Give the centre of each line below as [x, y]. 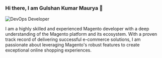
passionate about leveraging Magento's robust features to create [72, 45]
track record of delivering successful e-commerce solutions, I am [73, 39]
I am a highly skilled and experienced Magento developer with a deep [77, 29]
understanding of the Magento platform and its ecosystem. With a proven [81, 34]
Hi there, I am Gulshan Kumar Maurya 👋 [54, 8]
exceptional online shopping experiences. [48, 50]
